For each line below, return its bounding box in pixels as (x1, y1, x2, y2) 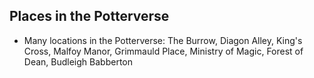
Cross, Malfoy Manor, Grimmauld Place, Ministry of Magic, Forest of (23, 45, 304, 57)
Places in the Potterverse (9, 8, 170, 25)
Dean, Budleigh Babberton (23, 55, 133, 68)
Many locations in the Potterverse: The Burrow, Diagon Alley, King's (23, 34, 303, 46)
